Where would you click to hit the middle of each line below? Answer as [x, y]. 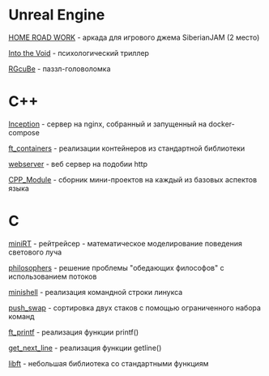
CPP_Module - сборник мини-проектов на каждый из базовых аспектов [133, 179]
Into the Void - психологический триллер [79, 53]
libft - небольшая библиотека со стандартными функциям [109, 363]
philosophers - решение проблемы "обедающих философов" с [116, 267]
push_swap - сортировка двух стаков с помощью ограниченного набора [135, 308]
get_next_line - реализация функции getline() [85, 348]
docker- [222, 124]
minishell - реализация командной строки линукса [96, 292]
